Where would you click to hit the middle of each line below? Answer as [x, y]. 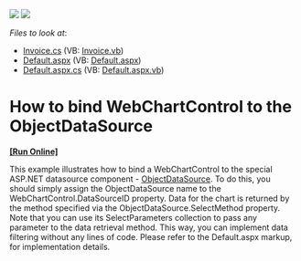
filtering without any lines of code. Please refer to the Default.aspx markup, [151, 236]
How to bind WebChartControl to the [151, 107]
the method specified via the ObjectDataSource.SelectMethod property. [145, 208]
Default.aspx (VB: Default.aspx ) [82, 60]
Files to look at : [38, 33]
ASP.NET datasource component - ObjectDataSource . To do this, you [140, 179]
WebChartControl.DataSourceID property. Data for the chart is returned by [150, 198]
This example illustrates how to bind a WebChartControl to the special [141, 169]
